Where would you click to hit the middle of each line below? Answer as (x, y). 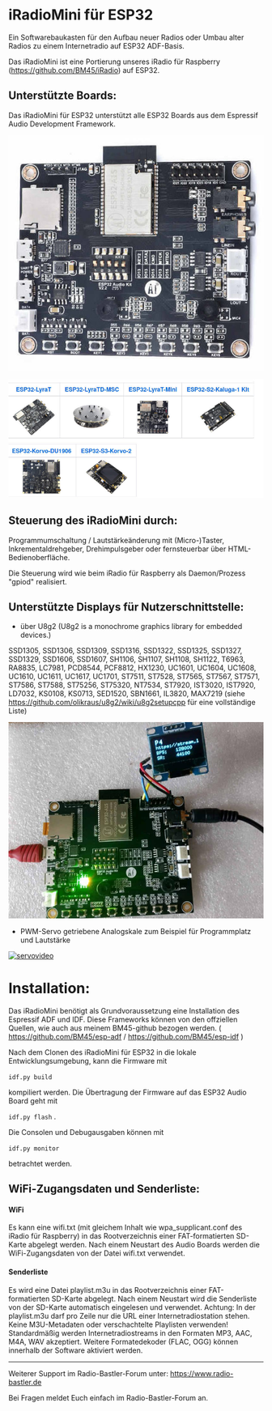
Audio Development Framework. (62, 124)
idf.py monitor (34, 1148)
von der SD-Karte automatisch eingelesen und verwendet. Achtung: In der (132, 1307)
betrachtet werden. (40, 1163)
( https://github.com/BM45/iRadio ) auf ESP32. (84, 70)
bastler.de (25, 1382)
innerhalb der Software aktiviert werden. (76, 1350)
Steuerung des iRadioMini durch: (93, 521)
